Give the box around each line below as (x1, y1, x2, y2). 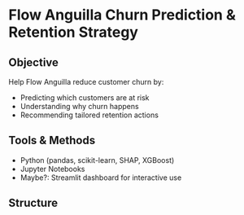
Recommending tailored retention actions (20, 110, 159, 120)
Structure (8, 196, 59, 210)
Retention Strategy (8, 23, 138, 42)
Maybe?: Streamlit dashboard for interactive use (20, 173, 182, 182)
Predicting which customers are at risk (20, 93, 150, 103)
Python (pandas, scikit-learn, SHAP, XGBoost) (20, 155, 175, 165)
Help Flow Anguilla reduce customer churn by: (8, 77, 164, 86)
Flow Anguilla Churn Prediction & (8, 6, 236, 24)
